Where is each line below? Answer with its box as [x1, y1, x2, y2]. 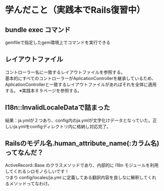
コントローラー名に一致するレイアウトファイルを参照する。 [5, 69, 125, 75]
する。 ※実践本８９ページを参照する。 [5, 87, 82, 93]
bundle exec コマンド [5, 26, 71, 34]
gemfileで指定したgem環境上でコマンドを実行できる [5, 40, 111, 45]
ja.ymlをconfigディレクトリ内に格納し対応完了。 [13, 123, 111, 129]
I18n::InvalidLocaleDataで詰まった [5, 104, 110, 112]
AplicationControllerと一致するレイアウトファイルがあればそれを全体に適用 [5, 82, 157, 87]
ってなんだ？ [5, 148, 44, 157]
